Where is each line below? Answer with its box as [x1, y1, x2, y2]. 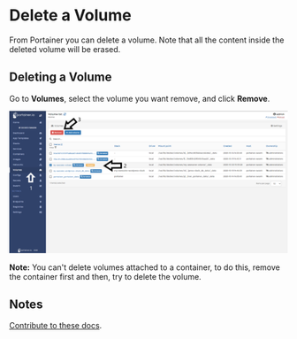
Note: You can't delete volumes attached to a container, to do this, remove [9, 262, 280, 273]
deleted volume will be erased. [9, 43, 121, 54]
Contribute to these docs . [9, 320, 103, 331]
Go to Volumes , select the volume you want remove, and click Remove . [9, 93, 270, 104]
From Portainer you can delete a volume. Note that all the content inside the [9, 35, 285, 45]
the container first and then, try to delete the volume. [9, 271, 202, 281]
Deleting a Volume [9, 70, 112, 85]
